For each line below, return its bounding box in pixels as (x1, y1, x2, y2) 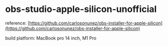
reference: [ (5, 20, 30, 26)
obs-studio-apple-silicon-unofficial (5, 3, 157, 15)
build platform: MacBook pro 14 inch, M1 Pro (5, 35, 97, 41)
